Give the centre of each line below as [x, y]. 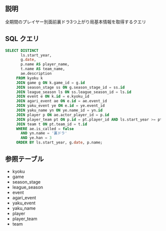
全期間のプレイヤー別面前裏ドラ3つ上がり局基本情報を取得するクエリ [76, 22]
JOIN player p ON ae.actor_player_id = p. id [63, 115]
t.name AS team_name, [43, 69]
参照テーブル [24, 159]
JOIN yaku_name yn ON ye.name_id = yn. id [59, 110]
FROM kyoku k [29, 78]
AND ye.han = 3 [36, 138]
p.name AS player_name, [45, 64]
